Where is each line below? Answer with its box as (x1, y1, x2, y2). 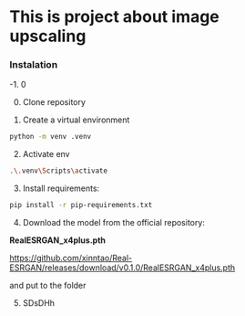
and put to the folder (9, 280, 87, 291)
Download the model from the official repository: (22, 217, 205, 228)
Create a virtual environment (22, 114, 130, 125)
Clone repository (22, 97, 87, 108)
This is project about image (9, 6, 220, 27)
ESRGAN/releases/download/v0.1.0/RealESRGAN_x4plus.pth (9, 262, 236, 273)
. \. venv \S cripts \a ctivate (9, 166, 107, 175)
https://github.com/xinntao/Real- (9, 253, 133, 264)
